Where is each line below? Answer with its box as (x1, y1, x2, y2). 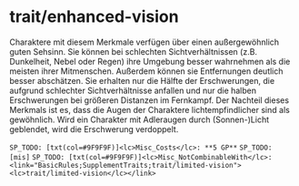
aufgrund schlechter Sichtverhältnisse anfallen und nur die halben (9, 85, 257, 96)
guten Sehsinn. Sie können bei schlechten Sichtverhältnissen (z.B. (9, 46, 257, 57)
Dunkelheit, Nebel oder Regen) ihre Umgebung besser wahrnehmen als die (9, 56, 291, 67)
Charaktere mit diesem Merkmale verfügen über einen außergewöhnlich (9, 36, 280, 47)
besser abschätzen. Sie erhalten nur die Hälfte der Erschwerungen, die (9, 75, 275, 86)
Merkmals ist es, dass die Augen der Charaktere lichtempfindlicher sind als (9, 104, 291, 115)
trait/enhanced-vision (9, 6, 179, 27)
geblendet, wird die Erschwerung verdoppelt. (9, 123, 179, 134)
